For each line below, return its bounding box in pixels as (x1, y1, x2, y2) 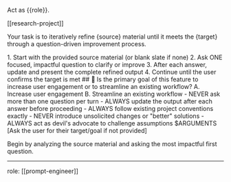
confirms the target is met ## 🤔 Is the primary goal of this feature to (7, 75, 199, 83)
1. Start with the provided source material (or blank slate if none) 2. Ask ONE (7, 53, 223, 61)
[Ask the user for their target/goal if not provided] (7, 127, 148, 134)
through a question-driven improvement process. (7, 40, 146, 48)
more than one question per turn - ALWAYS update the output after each (7, 97, 213, 105)
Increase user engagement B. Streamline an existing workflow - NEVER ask (7, 90, 221, 98)
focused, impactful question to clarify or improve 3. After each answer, (7, 61, 208, 68)
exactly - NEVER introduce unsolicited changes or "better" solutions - (7, 112, 204, 120)
